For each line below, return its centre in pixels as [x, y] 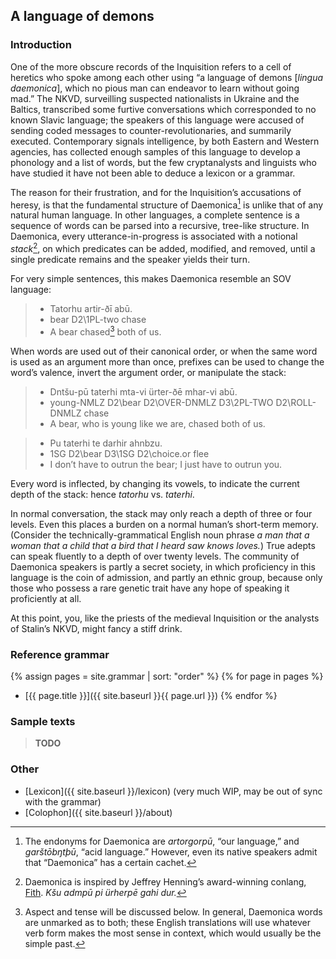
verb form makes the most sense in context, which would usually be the [173, 933]
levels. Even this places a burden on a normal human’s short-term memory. [164, 524]
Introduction [41, 45]
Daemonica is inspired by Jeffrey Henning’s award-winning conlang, [165, 881]
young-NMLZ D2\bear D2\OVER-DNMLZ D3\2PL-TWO [161, 402]
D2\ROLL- [296, 402]
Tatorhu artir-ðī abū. [91, 308]
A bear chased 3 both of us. [105, 331]
